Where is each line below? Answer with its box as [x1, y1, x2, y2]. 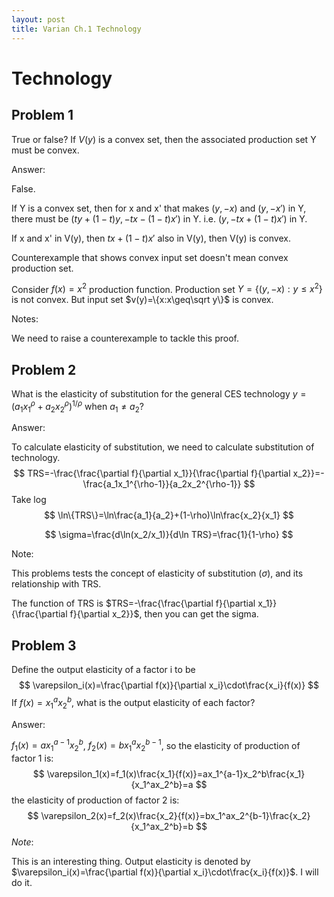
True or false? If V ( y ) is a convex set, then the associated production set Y [11, 133, 317, 145]
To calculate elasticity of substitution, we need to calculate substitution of [11, 441, 315, 453]
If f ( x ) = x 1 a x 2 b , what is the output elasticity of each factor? [11, 695, 256, 711]
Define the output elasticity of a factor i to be [11, 664, 196, 676]
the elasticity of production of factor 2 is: [11, 794, 180, 806]
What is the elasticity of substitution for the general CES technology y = [11, 387, 307, 400]
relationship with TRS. [11, 578, 102, 590]
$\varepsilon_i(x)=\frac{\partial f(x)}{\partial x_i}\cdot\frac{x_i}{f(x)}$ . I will [11, 866, 319, 878]
